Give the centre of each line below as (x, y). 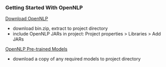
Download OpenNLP (27, 19)
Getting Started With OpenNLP (44, 8)
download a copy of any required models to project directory (77, 59)
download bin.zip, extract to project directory (60, 28)
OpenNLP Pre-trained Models (37, 49)
